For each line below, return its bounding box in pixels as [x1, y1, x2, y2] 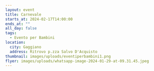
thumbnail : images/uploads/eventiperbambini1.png [5, 53, 111, 59]
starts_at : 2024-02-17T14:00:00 [5, 16, 73, 21]
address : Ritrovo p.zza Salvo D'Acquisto [10, 49, 98, 54]
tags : [5, 30, 17, 35]
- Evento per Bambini [10, 35, 55, 40]
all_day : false [5, 26, 37, 31]
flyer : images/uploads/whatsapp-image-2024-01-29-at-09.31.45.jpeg [5, 58, 149, 63]
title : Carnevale [5, 12, 42, 17]
